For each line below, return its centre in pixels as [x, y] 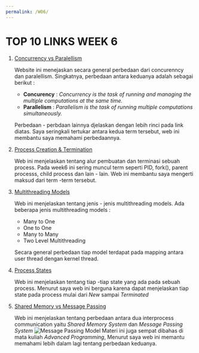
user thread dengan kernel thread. [56, 258]
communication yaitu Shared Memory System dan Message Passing [98, 324]
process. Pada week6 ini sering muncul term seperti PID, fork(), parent [101, 167]
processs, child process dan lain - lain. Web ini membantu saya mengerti [104, 173]
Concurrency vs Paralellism [48, 58]
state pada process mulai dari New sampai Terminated [81, 294]
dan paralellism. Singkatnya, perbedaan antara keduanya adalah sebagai [104, 76]
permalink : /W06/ [27, 12]
